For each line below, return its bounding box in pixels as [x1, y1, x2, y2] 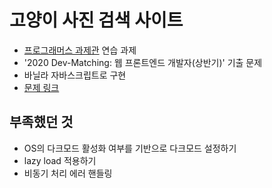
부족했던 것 [9, 114, 74, 131]
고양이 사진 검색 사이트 [9, 9, 184, 32]
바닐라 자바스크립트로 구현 [23, 69, 127, 81]
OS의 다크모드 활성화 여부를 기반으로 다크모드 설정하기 [23, 142, 237, 154]
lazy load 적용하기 [23, 154, 97, 166]
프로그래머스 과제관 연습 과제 [23, 44, 137, 56]
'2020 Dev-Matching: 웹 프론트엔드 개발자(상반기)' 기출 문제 [23, 56, 263, 68]
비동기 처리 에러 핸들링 [23, 167, 113, 179]
